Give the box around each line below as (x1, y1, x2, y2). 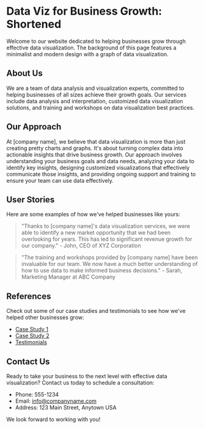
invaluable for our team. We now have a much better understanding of (21, 260, 198, 268)
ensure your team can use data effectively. (6, 177, 114, 184)
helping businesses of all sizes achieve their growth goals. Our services (6, 90, 187, 98)
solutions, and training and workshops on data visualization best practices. (6, 104, 195, 111)
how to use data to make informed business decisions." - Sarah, (21, 267, 183, 274)
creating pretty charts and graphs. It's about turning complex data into (6, 144, 183, 152)
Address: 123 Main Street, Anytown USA (15, 404, 117, 411)
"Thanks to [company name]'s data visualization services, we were (21, 222, 191, 230)
